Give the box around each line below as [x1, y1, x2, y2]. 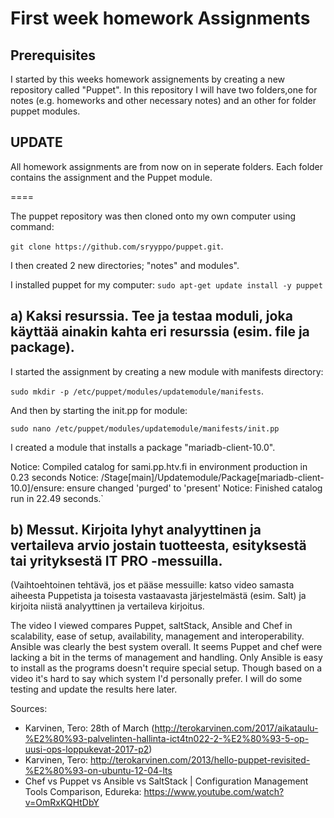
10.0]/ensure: [10, 482, 65, 494]
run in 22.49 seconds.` [10, 492, 104, 504]
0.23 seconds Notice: [10, 471, 99, 483]
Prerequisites [10, 47, 96, 64]
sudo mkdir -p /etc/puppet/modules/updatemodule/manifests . [10, 385, 264, 397]
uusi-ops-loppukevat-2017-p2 [24, 743, 150, 756]
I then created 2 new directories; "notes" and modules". [10, 259, 240, 271]
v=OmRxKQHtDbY [24, 797, 100, 809]
